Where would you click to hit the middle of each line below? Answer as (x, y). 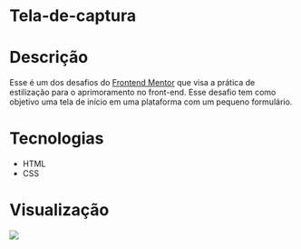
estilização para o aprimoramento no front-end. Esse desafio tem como (143, 93)
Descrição (49, 58)
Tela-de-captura (73, 16)
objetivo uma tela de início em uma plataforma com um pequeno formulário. (151, 102)
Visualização (59, 210)
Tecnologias (57, 139)
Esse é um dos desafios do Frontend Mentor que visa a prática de (132, 83)
